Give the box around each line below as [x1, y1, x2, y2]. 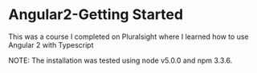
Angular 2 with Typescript [8, 40, 94, 49]
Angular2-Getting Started [8, 6, 183, 24]
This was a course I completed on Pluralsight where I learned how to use [8, 32, 249, 41]
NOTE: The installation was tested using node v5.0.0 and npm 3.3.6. [8, 56, 233, 65]
